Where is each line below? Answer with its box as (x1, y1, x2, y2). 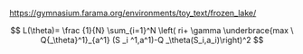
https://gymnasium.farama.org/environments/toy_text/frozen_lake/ (9, 8, 257, 18)
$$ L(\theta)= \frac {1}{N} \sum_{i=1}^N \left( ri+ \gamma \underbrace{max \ (10, 25, 294, 35)
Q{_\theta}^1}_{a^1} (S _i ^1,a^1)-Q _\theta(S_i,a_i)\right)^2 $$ (40, 35, 264, 45)
